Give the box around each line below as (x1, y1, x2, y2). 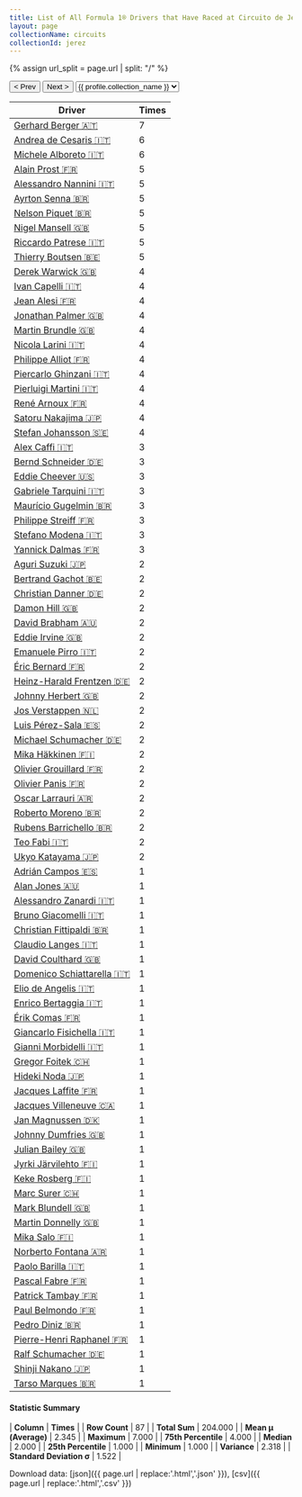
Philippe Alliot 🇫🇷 (13, 353, 90, 365)
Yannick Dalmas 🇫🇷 (13, 544, 101, 556)
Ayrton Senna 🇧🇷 (13, 193, 90, 205)
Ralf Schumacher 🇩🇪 (13, 1348, 105, 1360)
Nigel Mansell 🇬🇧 (13, 221, 90, 234)
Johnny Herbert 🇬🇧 (13, 690, 99, 702)
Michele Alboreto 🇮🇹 (13, 149, 105, 161)
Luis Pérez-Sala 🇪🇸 (13, 719, 101, 732)
